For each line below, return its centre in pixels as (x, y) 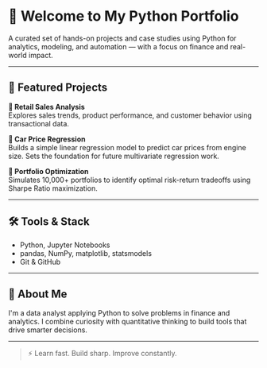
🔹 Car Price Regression (47, 139)
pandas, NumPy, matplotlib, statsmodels (86, 253)
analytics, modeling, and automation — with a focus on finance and (118, 46)
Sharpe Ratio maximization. (53, 188)
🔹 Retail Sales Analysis (46, 107)
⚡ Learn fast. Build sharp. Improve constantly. (102, 354)
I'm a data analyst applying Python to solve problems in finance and (119, 313)
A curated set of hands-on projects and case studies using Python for (122, 38)
